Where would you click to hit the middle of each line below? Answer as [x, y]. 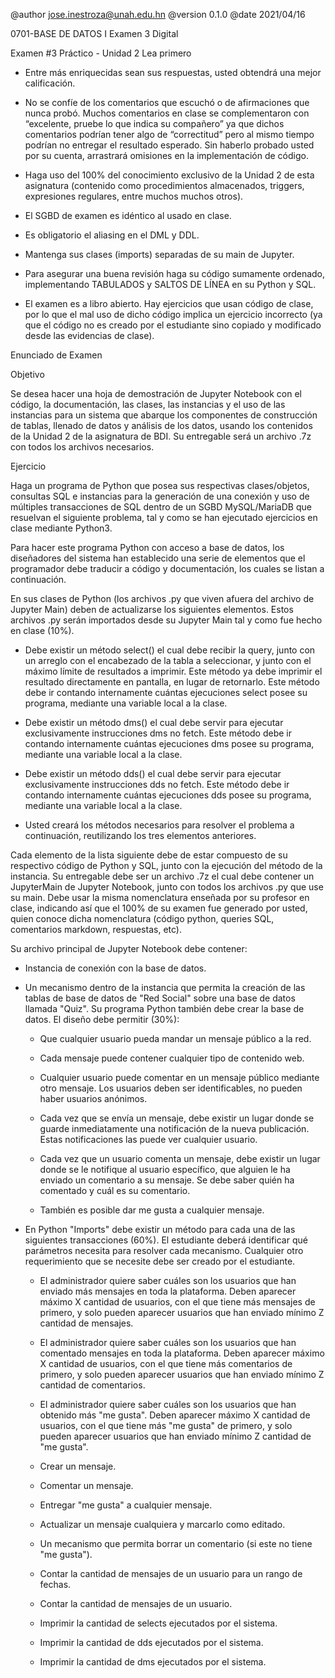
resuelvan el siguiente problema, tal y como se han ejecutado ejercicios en [164, 517]
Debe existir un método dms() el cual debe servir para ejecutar [154, 722]
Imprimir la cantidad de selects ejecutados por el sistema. [158, 1623]
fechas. [55, 1584]
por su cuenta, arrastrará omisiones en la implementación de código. [166, 155]
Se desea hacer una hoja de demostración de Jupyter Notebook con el [156, 393]
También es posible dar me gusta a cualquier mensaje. [152, 1210]
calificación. [50, 83]
